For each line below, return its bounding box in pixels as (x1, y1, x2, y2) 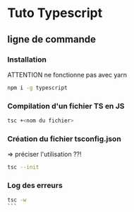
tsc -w (7, 196, 27, 203)
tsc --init (7, 164, 39, 171)
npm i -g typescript (7, 84, 68, 91)
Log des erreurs (7, 181, 63, 191)
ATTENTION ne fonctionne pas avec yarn (7, 70, 127, 79)
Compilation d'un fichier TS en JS (7, 101, 125, 111)
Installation (7, 55, 47, 65)
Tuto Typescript (7, 5, 103, 21)
